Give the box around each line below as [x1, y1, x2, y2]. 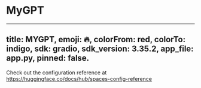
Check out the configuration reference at [6, 69, 107, 76]
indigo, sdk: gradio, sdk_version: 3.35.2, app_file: [6, 44, 194, 54]
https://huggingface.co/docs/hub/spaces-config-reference [6, 75, 153, 82]
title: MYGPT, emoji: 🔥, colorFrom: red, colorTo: [6, 34, 186, 45]
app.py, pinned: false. [6, 53, 90, 63]
